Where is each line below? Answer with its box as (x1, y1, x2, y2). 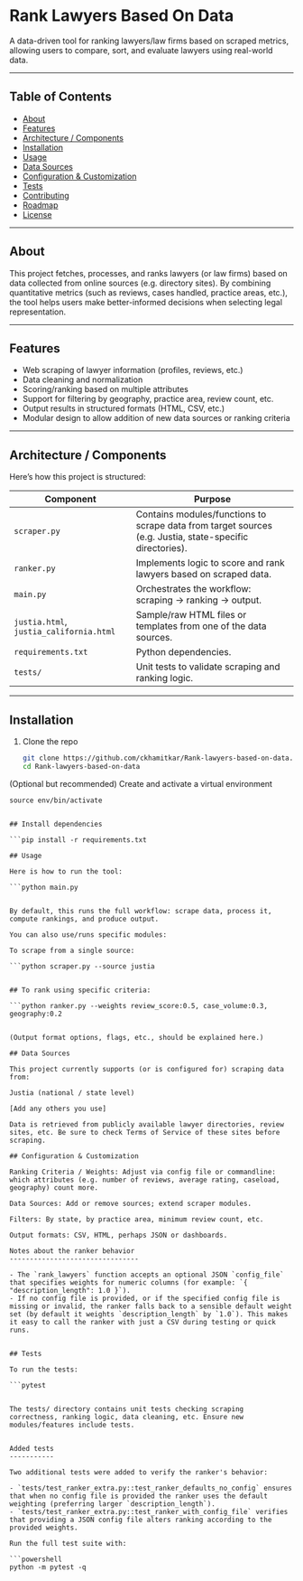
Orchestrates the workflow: (135, 583, 252, 595)
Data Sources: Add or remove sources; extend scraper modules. (9, 1199, 252, 1208)
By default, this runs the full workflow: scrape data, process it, (9, 906, 272, 915)
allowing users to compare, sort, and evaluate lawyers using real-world (9, 44, 273, 55)
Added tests (9, 1444, 54, 1453)
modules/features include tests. (9, 1420, 135, 1429)
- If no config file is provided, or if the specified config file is (9, 1294, 280, 1303)
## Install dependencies (9, 819, 103, 828)
